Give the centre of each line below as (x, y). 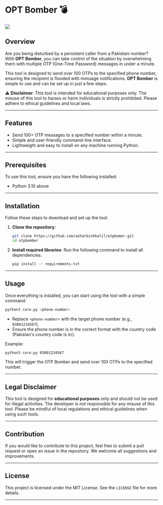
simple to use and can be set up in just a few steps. (56, 83)
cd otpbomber (25, 241)
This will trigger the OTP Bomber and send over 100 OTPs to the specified (79, 362)
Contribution (25, 434)
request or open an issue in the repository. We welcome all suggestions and (81, 451)
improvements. (20, 456)
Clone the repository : (34, 227)
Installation (22, 206)
